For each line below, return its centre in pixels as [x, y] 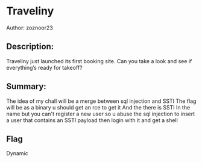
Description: [30, 47]
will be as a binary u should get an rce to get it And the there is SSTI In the [98, 107]
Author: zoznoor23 [30, 28]
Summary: [26, 86]
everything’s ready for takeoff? [44, 67]
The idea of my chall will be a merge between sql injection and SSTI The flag [101, 101]
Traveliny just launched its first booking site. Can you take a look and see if [99, 61]
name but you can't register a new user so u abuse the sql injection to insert [101, 114]
